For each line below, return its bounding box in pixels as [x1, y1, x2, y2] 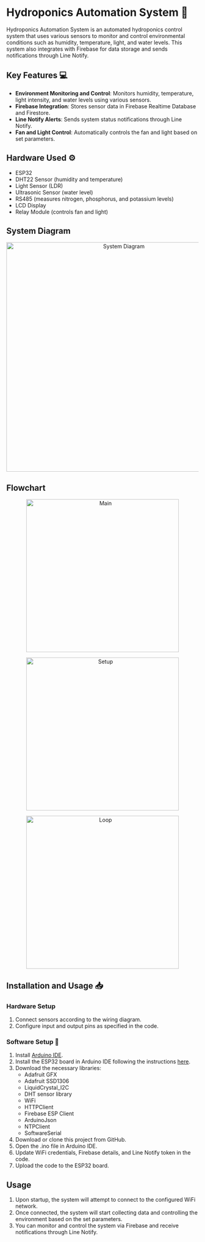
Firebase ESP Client [24, 1110, 74, 1117]
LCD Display [15, 201, 46, 209]
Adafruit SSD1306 [24, 1077, 70, 1085]
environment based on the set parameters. [15, 1215, 123, 1222]
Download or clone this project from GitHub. [15, 1136, 126, 1143]
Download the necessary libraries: [15, 1065, 102, 1072]
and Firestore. [15, 109, 51, 116]
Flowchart [6, 483, 46, 493]
